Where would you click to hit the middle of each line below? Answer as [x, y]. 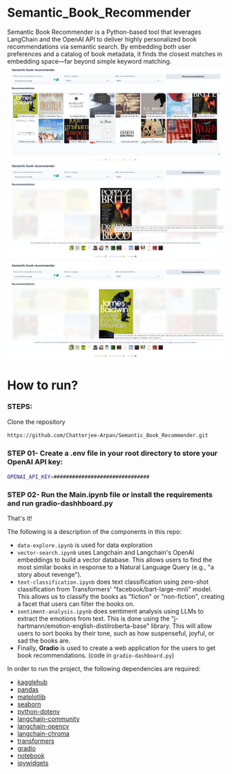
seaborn [29, 704]
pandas [28, 690]
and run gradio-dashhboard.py [60, 503]
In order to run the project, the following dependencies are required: [104, 669]
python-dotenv [38, 712]
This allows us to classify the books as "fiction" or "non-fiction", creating [120, 597]
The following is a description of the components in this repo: [94, 532]
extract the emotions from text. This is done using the [94, 619]
